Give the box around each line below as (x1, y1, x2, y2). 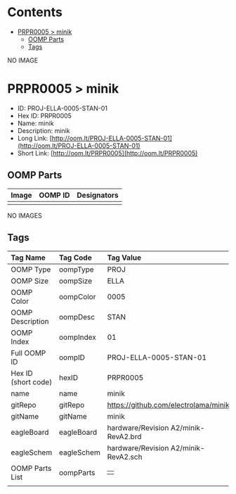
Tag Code (58, 253, 93, 262)
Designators (77, 190, 119, 200)
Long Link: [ (17, 134, 53, 142)
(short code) (11, 377, 53, 387)
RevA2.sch (107, 452, 143, 462)
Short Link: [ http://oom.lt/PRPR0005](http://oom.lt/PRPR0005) (17, 148, 198, 157)
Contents (7, 4, 63, 20)
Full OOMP (11, 348, 46, 357)
